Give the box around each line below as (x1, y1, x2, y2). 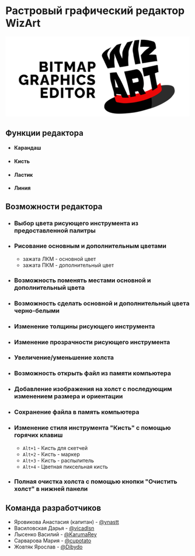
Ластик (13, 171, 33, 178)
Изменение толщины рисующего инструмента (13, 322, 155, 330)
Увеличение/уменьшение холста (13, 353, 114, 362)
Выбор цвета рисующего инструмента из (13, 219, 138, 227)
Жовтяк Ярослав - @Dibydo (13, 543, 83, 551)
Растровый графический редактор (5, 4, 185, 18)
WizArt (5, 16, 41, 30)
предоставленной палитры (13, 226, 96, 235)
